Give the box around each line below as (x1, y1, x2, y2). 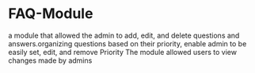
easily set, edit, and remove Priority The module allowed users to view (8, 47, 238, 57)
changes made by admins (8, 56, 93, 65)
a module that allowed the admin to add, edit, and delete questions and (8, 31, 240, 40)
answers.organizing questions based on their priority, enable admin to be (8, 38, 247, 48)
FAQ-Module (8, 5, 93, 23)
